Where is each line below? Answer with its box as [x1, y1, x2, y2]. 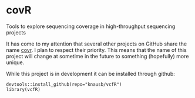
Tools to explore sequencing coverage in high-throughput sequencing [6, 23, 176, 30]
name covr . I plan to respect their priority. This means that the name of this [6, 46, 187, 53]
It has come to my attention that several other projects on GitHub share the [6, 40, 187, 47]
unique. [6, 59, 25, 66]
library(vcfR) [6, 86, 41, 92]
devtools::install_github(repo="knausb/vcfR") [6, 81, 122, 87]
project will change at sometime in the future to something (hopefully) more [6, 52, 189, 60]
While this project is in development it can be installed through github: [6, 70, 175, 77]
